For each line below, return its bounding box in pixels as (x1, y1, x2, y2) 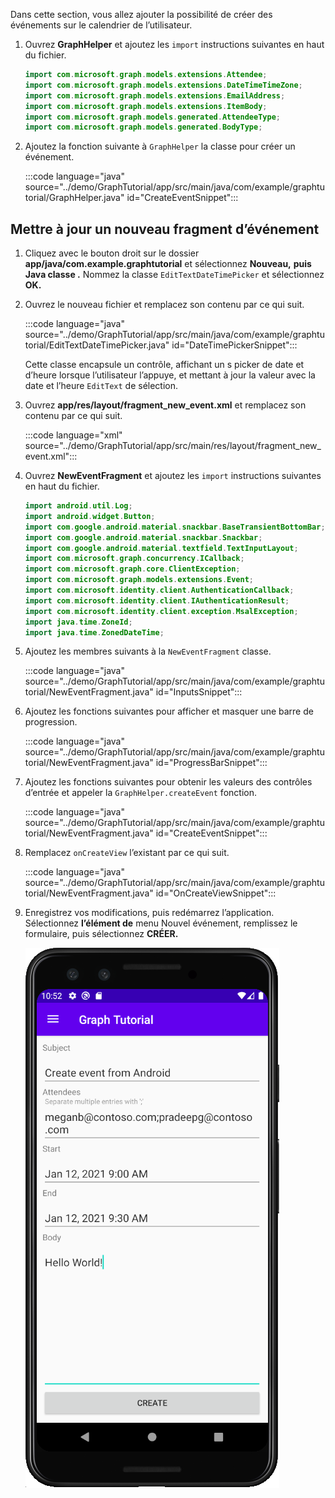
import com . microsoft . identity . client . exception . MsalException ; (24, 606, 299, 616)
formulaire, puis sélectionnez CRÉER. (24, 928, 179, 940)
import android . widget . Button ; (24, 511, 156, 521)
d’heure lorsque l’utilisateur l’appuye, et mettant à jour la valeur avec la (24, 369, 316, 381)
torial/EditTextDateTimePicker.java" (24, 339, 170, 351)
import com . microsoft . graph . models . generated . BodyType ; (24, 122, 263, 133)
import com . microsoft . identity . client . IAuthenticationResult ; (24, 595, 290, 606)
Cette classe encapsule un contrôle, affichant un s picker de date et (24, 359, 305, 371)
